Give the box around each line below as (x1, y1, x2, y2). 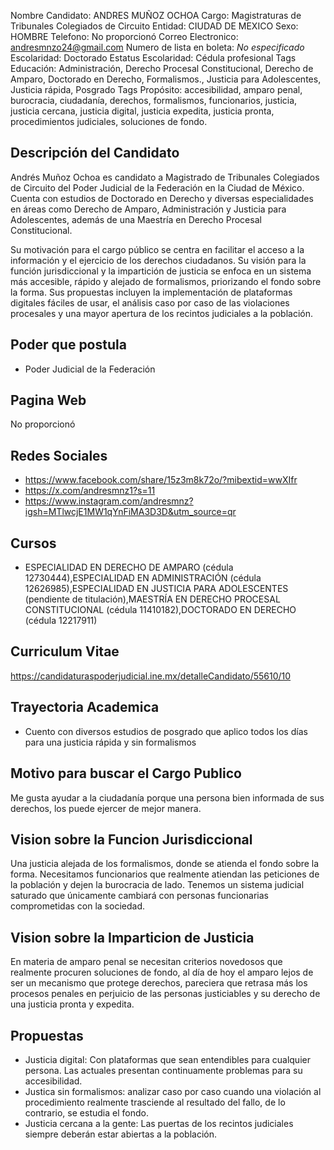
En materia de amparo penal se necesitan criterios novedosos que (10, 956, 283, 968)
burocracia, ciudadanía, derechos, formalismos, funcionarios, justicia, (10, 95, 298, 106)
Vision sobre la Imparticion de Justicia (10, 929, 255, 946)
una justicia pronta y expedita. (10, 998, 135, 1010)
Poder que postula (10, 336, 127, 354)
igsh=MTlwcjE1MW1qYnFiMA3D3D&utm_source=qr (24, 506, 237, 518)
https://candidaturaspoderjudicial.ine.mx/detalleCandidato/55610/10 (10, 670, 292, 682)
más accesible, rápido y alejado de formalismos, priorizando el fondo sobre (10, 275, 322, 287)
